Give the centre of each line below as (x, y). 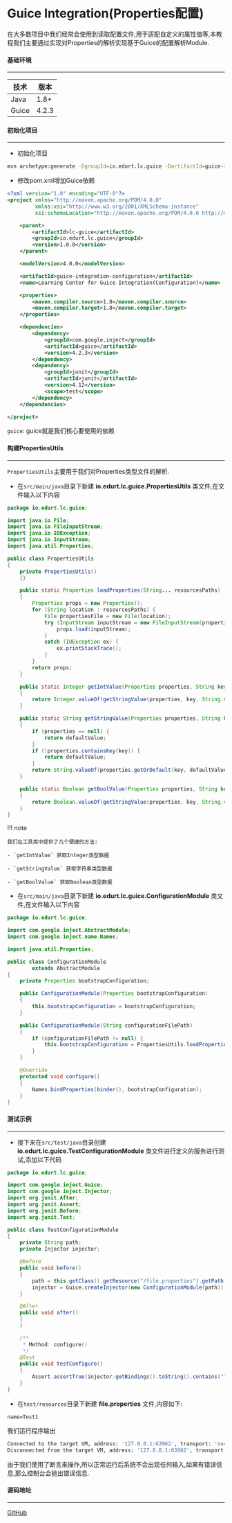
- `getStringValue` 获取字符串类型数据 (60, 869)
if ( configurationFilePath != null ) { (88, 1038)
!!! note (17, 828)
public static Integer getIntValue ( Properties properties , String (117, 687)
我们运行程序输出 (31, 1430)
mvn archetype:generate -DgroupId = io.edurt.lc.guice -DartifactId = (106, 166)
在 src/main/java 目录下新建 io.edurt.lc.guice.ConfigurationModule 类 (117, 896)
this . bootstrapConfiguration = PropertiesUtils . (115, 1045)
